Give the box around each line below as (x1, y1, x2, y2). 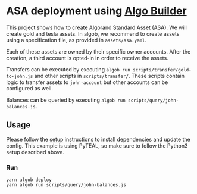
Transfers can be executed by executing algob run (6, 65, 131, 73)
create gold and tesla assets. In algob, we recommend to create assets (6, 30, 180, 37)
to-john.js (6, 73, 33, 79)
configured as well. (6, 85, 54, 92)
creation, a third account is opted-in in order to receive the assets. (6, 54, 168, 61)
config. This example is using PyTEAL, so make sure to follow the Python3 (6, 142, 188, 149)
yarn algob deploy (6, 177, 52, 183)
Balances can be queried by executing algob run (6, 96, 126, 104)
